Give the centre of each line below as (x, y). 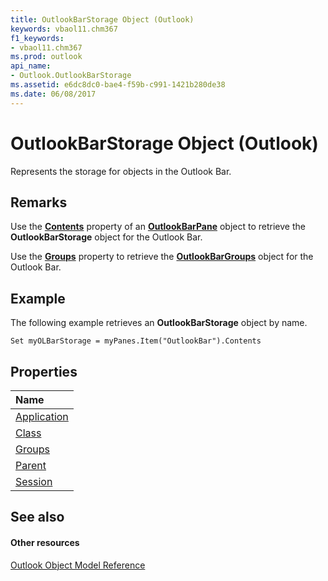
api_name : (31, 66)
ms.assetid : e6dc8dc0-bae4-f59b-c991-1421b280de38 (118, 85)
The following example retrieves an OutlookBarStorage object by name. (159, 323)
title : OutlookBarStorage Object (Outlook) (102, 19)
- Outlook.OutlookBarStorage (71, 76)
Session (34, 481)
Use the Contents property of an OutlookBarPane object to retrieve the (158, 227)
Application (42, 416)
